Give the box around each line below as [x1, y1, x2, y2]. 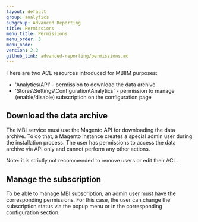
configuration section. [6, 209, 61, 216]
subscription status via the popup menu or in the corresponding [6, 203, 162, 210]
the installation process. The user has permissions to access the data [6, 139, 177, 146]
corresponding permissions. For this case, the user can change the [6, 196, 171, 204]
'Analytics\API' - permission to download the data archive [14, 81, 156, 88]
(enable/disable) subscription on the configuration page [14, 93, 152, 101]
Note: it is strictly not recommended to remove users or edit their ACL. [6, 157, 178, 164]
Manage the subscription [6, 174, 102, 185]
